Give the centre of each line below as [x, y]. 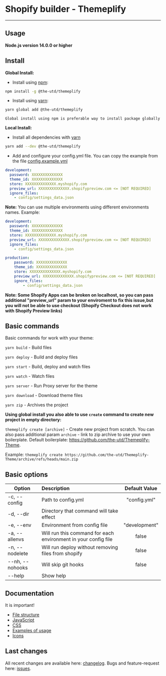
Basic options [27, 474]
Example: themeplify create [34, 455]
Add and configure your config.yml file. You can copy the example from [85, 156]
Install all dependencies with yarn [46, 137]
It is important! [20, 605]
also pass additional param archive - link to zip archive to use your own [78, 435]
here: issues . [18, 668]
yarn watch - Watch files [30, 376]
